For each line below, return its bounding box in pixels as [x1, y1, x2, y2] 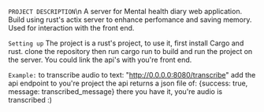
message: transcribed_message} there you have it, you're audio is [8, 87, 223, 96]
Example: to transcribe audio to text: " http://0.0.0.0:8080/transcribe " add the [8, 70, 256, 79]
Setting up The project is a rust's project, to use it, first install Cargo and [8, 38, 244, 48]
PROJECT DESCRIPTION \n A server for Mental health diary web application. [8, 7, 243, 16]
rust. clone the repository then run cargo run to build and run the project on [8, 47, 253, 56]
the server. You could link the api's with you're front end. [8, 55, 192, 64]
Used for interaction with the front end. [8, 23, 135, 32]
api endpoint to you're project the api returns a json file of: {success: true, [8, 78, 248, 88]
